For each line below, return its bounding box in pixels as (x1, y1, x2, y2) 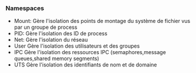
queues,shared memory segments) (14, 55, 99, 62)
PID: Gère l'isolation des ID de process (14, 30, 108, 37)
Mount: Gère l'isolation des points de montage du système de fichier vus (14, 18, 191, 25)
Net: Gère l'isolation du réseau (14, 36, 88, 44)
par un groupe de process (14, 24, 78, 31)
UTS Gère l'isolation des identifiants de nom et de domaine (14, 61, 157, 68)
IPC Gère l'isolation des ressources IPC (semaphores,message (14, 49, 166, 56)
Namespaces (5, 4, 45, 12)
